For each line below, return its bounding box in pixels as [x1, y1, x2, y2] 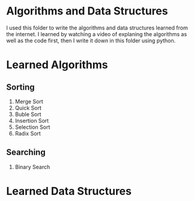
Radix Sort [14, 129, 41, 137]
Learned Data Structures [6, 184, 132, 198]
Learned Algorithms [6, 58, 108, 72]
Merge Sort [14, 97, 43, 105]
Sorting [6, 82, 35, 92]
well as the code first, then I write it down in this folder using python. [6, 37, 176, 44]
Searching [6, 147, 46, 158]
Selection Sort [14, 123, 50, 131]
